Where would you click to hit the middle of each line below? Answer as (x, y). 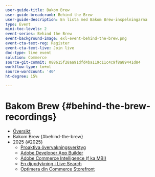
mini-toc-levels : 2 (26, 29)
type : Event (18, 24)
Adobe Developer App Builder (52, 153)
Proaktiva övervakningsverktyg (53, 147)
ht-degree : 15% (21, 77)
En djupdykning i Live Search (51, 163)
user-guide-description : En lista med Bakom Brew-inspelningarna (76, 19)
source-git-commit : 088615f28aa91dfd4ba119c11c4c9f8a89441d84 (73, 62)
